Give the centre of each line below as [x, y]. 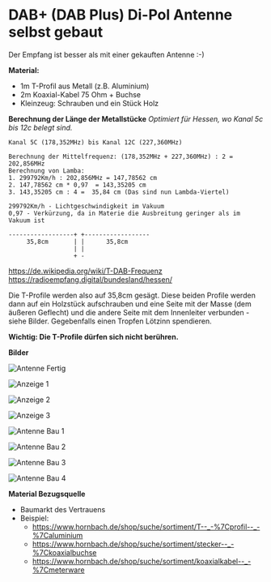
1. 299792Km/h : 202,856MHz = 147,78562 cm [83, 178]
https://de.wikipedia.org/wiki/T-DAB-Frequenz [86, 271]
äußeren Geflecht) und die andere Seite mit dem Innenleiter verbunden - [129, 312]
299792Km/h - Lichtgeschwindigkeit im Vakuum [86, 206]
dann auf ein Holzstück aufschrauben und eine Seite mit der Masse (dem [130, 304]
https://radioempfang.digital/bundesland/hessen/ [90, 279]
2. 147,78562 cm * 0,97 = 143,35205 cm [78, 185]
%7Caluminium [57, 535]
